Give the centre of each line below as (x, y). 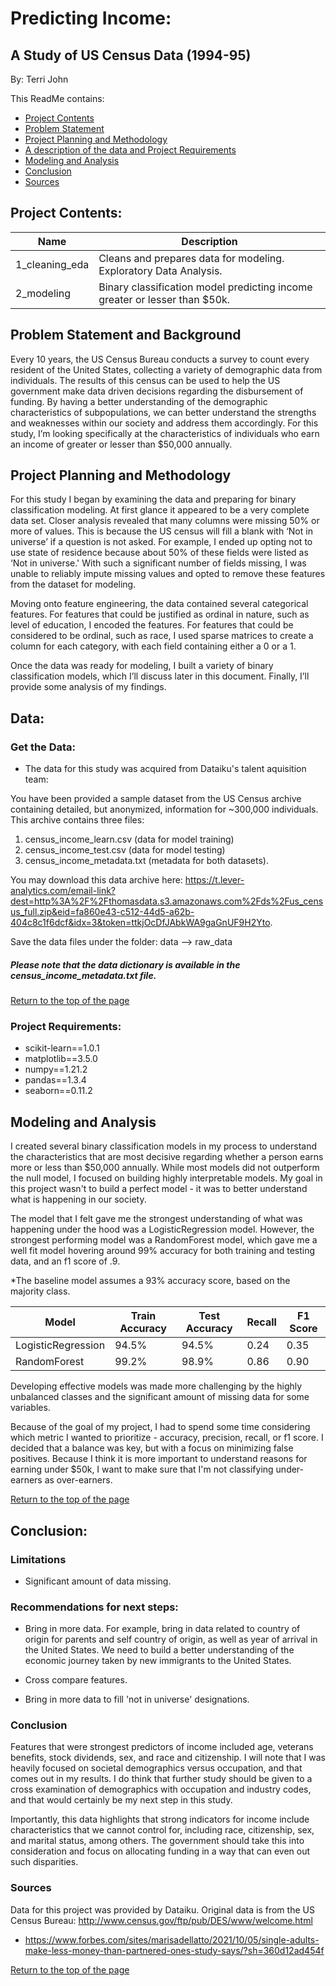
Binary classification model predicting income (205, 287)
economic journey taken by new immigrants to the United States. (158, 1661)
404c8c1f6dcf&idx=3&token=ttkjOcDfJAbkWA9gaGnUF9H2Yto (140, 923)
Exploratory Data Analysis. (160, 270)
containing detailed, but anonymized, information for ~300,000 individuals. (164, 809)
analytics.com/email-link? (63, 891)
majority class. (40, 1291)
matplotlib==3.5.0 (61, 1059)
